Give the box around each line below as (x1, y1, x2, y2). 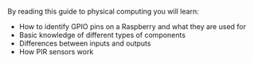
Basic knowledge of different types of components (18, 31, 186, 39)
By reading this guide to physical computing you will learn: (7, 7, 200, 16)
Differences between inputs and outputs (18, 39, 151, 48)
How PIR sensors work (18, 47, 94, 56)
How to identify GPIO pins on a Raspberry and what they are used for (18, 22, 246, 31)
